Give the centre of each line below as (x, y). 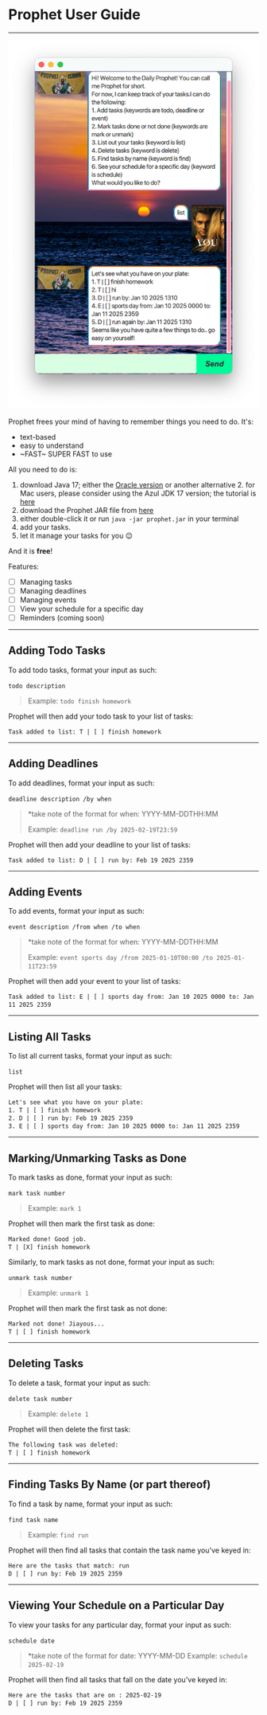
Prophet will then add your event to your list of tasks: (95, 981)
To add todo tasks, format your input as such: (83, 670)
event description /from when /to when (74, 927)
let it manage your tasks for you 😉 (76, 535)
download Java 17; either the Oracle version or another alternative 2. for (137, 484)
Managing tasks (46, 581)
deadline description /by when (60, 799)
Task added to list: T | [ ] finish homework (85, 732)
